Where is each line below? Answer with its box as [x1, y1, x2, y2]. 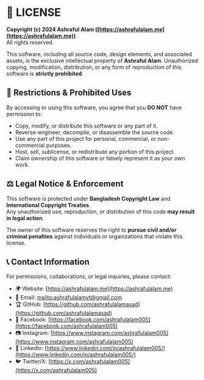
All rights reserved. [6, 38, 54, 46]
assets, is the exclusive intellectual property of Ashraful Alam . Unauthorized [6, 57, 199, 64]
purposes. [46, 142, 72, 149]
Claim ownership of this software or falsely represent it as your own [15, 154, 185, 162]
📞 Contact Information [6, 256, 90, 267]
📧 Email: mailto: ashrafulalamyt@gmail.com [15, 294, 122, 301]
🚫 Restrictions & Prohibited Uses [6, 88, 132, 98]
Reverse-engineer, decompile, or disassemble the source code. [15, 128, 175, 136]
